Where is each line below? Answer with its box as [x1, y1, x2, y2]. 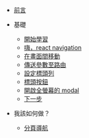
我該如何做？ [13, 109, 50, 118]
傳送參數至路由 [23, 61, 66, 68]
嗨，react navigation [23, 44, 82, 51]
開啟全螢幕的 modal [23, 86, 80, 94]
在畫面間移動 [23, 52, 60, 60]
